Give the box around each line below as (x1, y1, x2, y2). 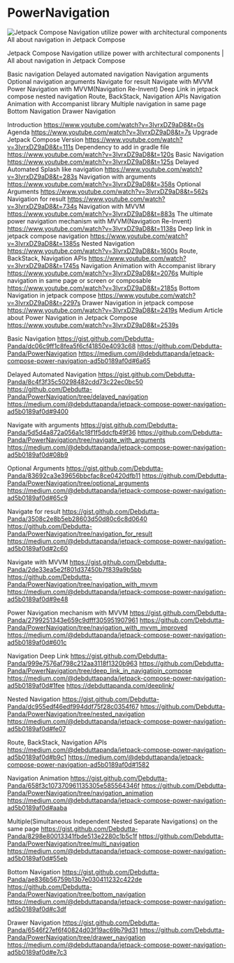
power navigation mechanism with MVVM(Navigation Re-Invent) (7, 216, 192, 225)
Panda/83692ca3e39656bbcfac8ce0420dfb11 (7, 471, 141, 480)
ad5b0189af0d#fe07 (7, 724, 66, 733)
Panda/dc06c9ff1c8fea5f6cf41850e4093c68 (7, 341, 136, 350)
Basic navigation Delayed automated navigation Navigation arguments (7, 70, 209, 78)
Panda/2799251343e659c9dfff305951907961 (7, 616, 138, 624)
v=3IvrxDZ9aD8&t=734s (7, 202, 78, 210)
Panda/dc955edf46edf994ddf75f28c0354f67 (7, 702, 139, 710)
